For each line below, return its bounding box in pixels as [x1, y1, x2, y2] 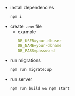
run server [10, 76, 32, 82]
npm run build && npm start [10, 86, 70, 91]
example [17, 29, 36, 35]
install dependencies [10, 5, 54, 10]
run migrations [10, 57, 41, 63]
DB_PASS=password [17, 48, 55, 53]
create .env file [10, 23, 42, 29]
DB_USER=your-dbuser [17, 38, 62, 43]
